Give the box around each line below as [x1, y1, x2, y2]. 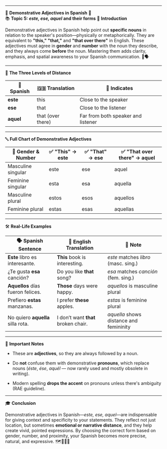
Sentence [18, 246, 42, 252]
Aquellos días [7, 282, 41, 289]
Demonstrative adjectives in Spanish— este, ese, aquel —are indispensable [5, 412, 158, 418]
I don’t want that [57, 314, 95, 321]
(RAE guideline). [12, 386, 46, 391]
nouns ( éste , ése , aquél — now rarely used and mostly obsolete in [12, 365, 148, 371]
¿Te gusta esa [7, 268, 40, 275]
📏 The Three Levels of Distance [5, 70, 71, 76]
